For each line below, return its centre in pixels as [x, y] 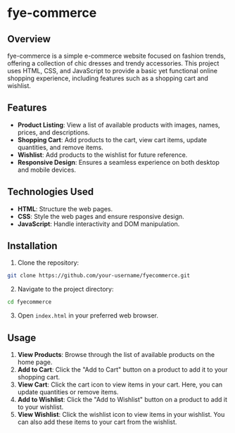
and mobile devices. [46, 170]
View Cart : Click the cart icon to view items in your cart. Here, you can [120, 384]
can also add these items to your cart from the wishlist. [97, 422]
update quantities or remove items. [68, 392]
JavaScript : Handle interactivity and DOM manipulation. [99, 224]
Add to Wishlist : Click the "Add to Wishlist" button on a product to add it [122, 400]
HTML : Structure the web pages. [65, 208]
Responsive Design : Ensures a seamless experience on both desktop [119, 162]
